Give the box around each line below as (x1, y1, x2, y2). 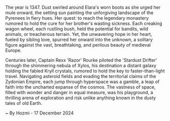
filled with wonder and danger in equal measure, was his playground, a (5, 90, 153, 95)
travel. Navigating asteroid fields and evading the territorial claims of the (5, 73, 156, 79)
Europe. (5, 48, 22, 53)
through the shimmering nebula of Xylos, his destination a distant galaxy (5, 63, 156, 68)
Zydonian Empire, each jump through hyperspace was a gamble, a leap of (5, 78, 160, 85)
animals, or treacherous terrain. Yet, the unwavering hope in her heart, (5, 31, 152, 37)
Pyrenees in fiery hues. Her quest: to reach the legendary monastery (5, 15, 149, 21)
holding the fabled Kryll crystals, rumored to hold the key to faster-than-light (5, 68, 165, 74)
